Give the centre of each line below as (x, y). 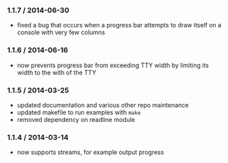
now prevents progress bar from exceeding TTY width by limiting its (113, 65)
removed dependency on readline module (76, 119)
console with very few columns (61, 32)
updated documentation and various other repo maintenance (103, 105)
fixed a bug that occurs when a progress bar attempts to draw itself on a (119, 25)
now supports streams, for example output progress (90, 152)
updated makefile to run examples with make (79, 112)
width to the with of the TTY (56, 72)
